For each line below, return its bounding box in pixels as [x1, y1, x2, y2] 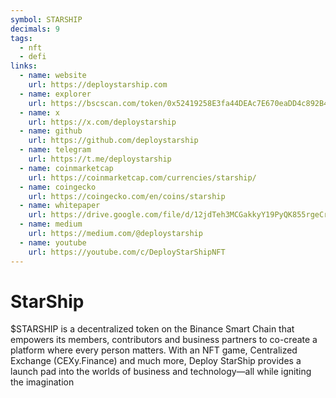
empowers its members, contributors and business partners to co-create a [10, 334, 318, 346]
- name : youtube [19, 237, 87, 248]
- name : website [19, 71, 87, 81]
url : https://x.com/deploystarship [28, 117, 177, 127]
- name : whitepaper [19, 201, 101, 211]
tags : [10, 33, 33, 43]
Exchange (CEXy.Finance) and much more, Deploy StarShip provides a [10, 355, 302, 367]
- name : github [19, 126, 83, 136]
